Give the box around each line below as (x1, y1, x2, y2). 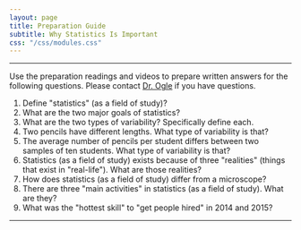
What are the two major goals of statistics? (21, 107, 181, 118)
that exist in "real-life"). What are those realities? (21, 165, 202, 175)
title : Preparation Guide (9, 21, 106, 30)
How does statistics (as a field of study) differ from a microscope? (21, 174, 267, 184)
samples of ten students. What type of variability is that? (21, 145, 231, 157)
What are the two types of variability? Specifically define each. (21, 117, 254, 128)
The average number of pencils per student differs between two (21, 136, 260, 147)
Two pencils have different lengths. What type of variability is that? (21, 126, 269, 137)
